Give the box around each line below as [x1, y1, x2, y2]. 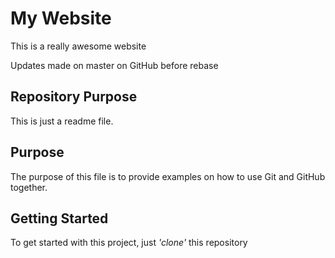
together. [10, 181, 48, 193]
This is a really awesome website [10, 40, 147, 52]
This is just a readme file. [10, 115, 114, 127]
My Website [10, 7, 112, 30]
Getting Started [10, 210, 109, 227]
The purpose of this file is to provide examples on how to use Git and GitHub [10, 170, 326, 182]
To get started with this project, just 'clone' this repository [10, 237, 248, 249]
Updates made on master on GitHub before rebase [10, 59, 219, 71]
